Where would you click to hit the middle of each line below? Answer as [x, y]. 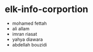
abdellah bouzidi [29, 44]
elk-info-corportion [46, 9]
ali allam [21, 28]
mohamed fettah [29, 23]
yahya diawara [27, 39]
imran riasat [25, 34]
